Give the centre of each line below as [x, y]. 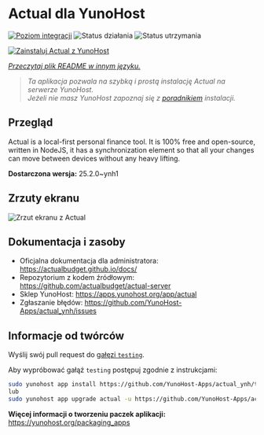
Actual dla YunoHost [77, 14]
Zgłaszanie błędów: [51, 303]
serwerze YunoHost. [60, 89]
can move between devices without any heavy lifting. [94, 158]
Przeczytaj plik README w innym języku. [75, 66]
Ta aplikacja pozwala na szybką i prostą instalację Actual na [126, 81]
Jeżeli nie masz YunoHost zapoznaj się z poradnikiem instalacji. [131, 98]
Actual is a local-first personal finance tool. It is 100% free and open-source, [132, 142]
